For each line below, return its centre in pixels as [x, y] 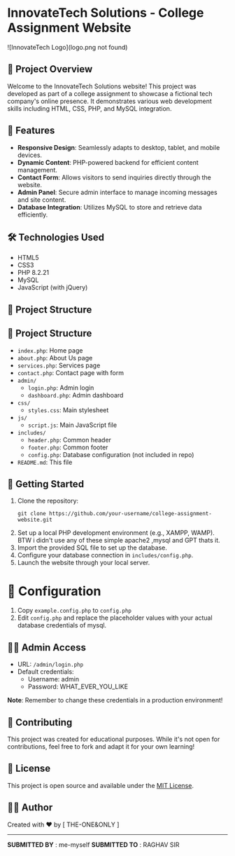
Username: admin [53, 679]
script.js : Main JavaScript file [72, 425]
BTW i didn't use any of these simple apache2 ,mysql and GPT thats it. [119, 541]
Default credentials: [46, 672]
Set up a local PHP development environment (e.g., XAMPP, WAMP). [116, 533]
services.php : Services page [59, 365]
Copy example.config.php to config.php [74, 611]
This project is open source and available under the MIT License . [101, 785]
